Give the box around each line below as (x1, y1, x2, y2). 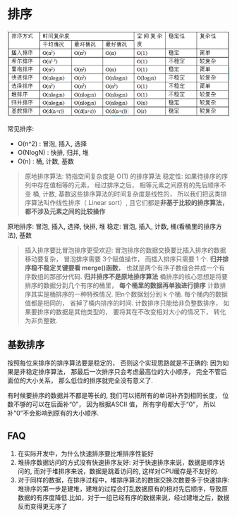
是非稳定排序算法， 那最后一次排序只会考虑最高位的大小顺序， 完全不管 (13, 368, 221, 376)
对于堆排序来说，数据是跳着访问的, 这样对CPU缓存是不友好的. (39, 467, 219, 475)
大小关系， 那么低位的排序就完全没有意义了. (25, 376, 153, 385)
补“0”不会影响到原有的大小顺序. (7, 409, 99, 418)
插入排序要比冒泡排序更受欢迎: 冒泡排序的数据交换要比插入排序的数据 (24, 246, 226, 254)
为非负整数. (24, 316, 58, 325)
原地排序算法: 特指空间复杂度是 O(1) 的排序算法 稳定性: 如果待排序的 (24, 172, 222, 180)
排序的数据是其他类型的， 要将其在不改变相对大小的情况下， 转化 (37, 307, 226, 316)
